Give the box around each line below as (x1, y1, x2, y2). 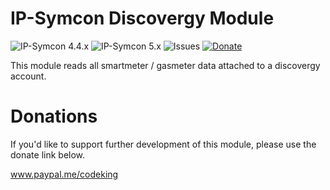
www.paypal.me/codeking (10, 168, 119, 180)
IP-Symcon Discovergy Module (10, 7, 275, 30)
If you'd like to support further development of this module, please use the (10, 138, 317, 150)
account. (10, 70, 47, 82)
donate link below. (10, 148, 86, 161)
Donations (10, 105, 98, 128)
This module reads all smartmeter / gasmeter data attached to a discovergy (10, 59, 321, 71)
